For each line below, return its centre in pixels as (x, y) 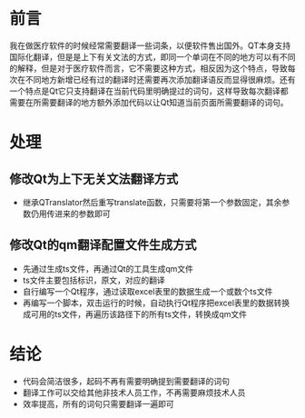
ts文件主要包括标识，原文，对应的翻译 (93, 280)
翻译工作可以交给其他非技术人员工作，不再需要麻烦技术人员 (134, 393)
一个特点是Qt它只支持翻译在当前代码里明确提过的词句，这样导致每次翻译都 (149, 91)
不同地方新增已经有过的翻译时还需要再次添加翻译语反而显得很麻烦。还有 (160, 79)
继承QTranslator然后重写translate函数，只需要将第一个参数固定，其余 (152, 202)
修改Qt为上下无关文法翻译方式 (94, 179)
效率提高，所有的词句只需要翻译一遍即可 (98, 403)
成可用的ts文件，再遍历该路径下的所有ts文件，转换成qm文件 (135, 313)
